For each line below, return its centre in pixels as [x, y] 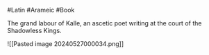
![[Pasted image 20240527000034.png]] [66, 44]
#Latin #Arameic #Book [41, 10]
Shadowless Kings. [34, 31]
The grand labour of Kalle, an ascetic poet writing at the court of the [104, 23]
